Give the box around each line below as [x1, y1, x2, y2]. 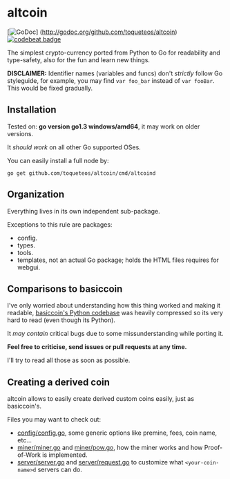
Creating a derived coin [7, 376, 111, 388]
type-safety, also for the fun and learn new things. [7, 55, 151, 64]
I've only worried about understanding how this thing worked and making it [7, 301, 221, 310]
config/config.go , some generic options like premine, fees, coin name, [17, 429, 218, 437]
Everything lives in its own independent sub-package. [7, 207, 160, 215]
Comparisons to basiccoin [7, 283, 123, 294]
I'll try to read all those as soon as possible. [7, 356, 131, 364]
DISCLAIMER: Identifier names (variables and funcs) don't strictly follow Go [7, 69, 223, 77]
